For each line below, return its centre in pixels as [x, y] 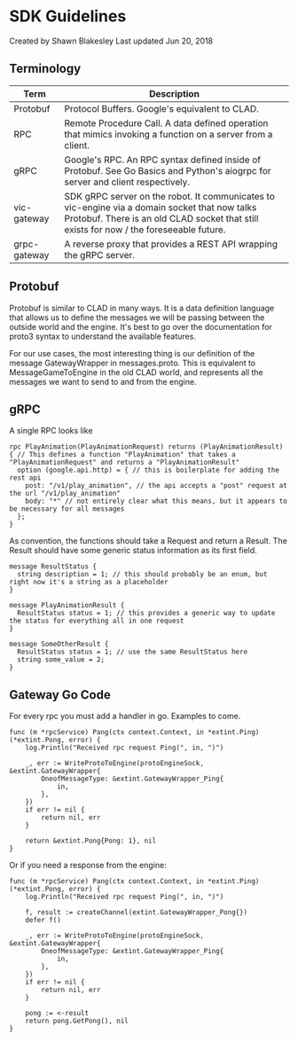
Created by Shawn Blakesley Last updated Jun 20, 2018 [111, 41]
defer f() [43, 920]
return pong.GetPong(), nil [77, 1021]
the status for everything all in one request [97, 621]
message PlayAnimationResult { [67, 606]
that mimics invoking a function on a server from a [169, 134]
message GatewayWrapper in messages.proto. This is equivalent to [133, 363]
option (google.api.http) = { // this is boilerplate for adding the [148, 470]
